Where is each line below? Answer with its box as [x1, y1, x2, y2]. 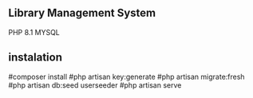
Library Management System [8, 6, 156, 20]
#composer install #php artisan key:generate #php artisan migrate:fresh [8, 72, 245, 81]
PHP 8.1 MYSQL [8, 27, 60, 37]
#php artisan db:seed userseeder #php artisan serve [8, 80, 182, 90]
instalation [8, 51, 62, 65]
